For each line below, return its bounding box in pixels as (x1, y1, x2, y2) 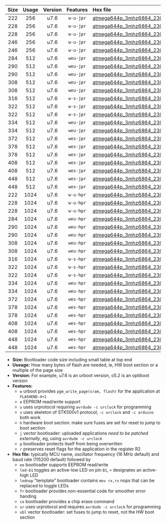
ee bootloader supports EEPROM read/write (19, 462, 109, 468)
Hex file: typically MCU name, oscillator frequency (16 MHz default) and (12, 451, 160, 457)
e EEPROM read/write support (19, 399, 81, 404)
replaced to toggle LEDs (19, 483, 69, 488)
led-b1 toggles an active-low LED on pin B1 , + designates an (19, 467, 142, 473)
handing (19, 493, 37, 499)
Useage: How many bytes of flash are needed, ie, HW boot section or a (12, 362, 158, 368)
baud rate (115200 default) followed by (12, 457, 91, 462)
